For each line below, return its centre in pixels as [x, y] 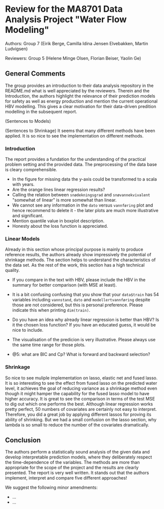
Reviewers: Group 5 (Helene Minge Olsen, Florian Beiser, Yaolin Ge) [73, 58]
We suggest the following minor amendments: [51, 487]
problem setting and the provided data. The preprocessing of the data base [81, 164]
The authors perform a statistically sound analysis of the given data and [78, 452]
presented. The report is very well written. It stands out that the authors [77, 473]
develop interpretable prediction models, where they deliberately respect [79, 457]
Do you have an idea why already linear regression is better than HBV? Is [85, 320]
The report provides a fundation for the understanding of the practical [75, 159]
